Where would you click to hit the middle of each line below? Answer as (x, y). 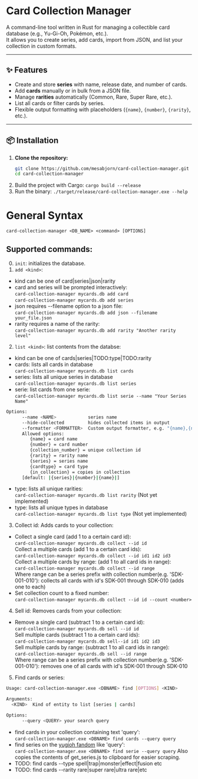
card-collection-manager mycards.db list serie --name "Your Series (100, 397)
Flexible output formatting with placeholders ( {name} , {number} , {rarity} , (103, 109)
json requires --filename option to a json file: (69, 306)
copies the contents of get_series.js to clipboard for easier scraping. (98, 757)
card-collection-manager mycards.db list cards (74, 371)
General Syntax (45, 215)
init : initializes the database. (50, 263)
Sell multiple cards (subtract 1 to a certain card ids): (77, 635)
